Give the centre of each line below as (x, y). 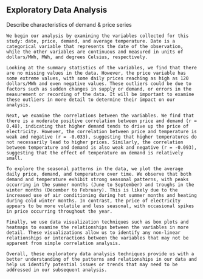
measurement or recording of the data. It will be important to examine (100, 94)
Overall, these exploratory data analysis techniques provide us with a (100, 254)
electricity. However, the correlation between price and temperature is (102, 131)
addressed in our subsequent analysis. (57, 270)
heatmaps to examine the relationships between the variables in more (98, 227)
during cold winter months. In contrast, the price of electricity (94, 201)
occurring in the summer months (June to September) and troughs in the (100, 185)
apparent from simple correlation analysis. (64, 243)
